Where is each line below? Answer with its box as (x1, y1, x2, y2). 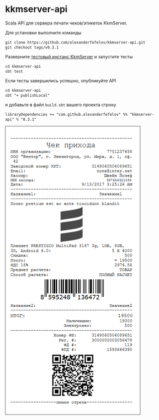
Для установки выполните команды (5, 29, 81, 35)
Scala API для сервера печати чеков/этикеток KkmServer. (5, 20, 128, 26)
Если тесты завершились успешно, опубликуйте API (5, 77, 116, 83)
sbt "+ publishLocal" (5, 93, 50, 98)
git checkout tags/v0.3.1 (5, 45, 59, 50)
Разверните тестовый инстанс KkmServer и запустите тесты (5, 53, 133, 59)
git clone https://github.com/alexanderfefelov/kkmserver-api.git (5, 40, 146, 45)
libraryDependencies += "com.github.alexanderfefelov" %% (5, 112, 128, 117)
